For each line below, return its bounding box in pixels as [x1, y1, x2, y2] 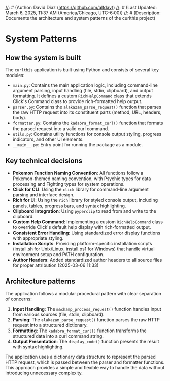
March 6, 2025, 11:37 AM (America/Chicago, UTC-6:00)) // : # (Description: [5, 10, 161, 16]
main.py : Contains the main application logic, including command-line [12, 82, 158, 88]
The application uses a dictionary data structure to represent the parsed [5, 353, 156, 360]
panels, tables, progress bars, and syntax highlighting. [12, 202, 126, 209]
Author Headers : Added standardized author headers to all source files [12, 257, 162, 263]
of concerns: [5, 296, 32, 302]
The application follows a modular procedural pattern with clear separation [5, 290, 161, 296]
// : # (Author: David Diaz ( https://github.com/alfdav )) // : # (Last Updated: [5, 5, 157, 10]
